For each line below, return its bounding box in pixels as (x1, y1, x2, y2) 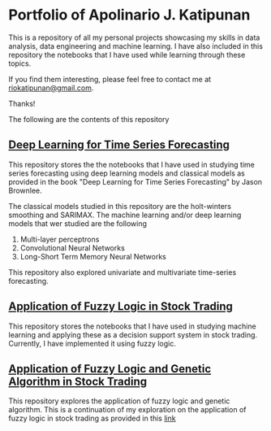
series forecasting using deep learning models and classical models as (8, 168, 245, 178)
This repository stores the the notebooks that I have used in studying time (8, 159, 256, 169)
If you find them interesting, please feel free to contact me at (8, 74, 212, 84)
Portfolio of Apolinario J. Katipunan (8, 6, 251, 24)
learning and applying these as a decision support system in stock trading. (8, 329, 258, 339)
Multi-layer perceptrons (19, 234, 100, 244)
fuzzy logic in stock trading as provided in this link (8, 413, 176, 424)
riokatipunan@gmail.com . (8, 83, 94, 93)
